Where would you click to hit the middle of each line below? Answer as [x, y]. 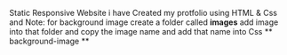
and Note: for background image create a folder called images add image [144, 22]
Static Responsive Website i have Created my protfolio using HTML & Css [143, 13]
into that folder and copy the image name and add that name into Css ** [141, 31]
